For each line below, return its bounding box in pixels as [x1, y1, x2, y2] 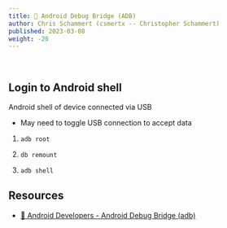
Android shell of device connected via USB [8, 103, 152, 112]
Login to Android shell [8, 81, 122, 94]
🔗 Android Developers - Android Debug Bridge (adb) [20, 210, 196, 220]
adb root [20, 135, 50, 143]
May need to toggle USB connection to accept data [20, 118, 193, 128]
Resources [8, 189, 64, 203]
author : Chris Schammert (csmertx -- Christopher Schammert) [8, 20, 220, 28]
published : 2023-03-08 [8, 27, 85, 35]
